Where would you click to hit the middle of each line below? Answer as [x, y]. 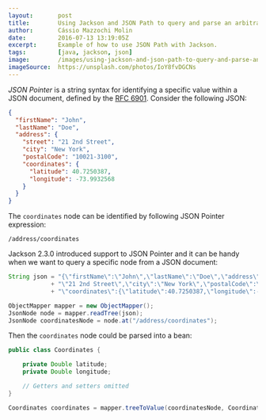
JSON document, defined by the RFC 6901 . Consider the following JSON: [127, 98]
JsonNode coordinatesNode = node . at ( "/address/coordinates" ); [113, 321]
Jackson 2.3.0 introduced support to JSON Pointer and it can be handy [124, 254]
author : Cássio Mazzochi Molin [70, 30]
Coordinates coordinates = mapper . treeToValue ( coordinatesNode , [116, 408]
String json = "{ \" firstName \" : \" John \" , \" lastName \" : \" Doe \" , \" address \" [134, 277]
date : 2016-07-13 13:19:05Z [68, 38]
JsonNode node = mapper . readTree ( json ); [76, 313]
